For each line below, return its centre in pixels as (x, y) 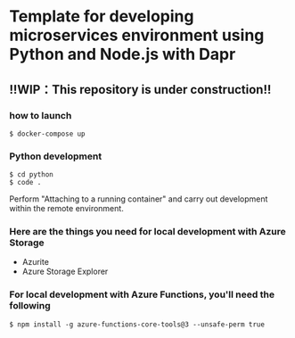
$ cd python (31, 175)
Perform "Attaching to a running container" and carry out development (139, 199)
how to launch (41, 115)
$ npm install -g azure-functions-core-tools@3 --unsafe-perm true (137, 324)
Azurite (35, 262)
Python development (56, 156)
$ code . (25, 183)
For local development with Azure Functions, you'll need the (142, 294)
